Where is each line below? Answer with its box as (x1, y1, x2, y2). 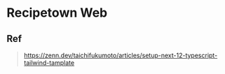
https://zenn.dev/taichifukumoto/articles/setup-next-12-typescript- (23, 51, 218, 59)
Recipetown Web (6, 5, 108, 21)
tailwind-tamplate (23, 59, 75, 67)
